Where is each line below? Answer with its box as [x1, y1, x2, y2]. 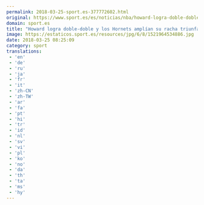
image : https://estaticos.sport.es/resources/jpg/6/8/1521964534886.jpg [6, 32, 194, 38]
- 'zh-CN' [8, 88, 34, 94]
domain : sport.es [6, 20, 50, 26]
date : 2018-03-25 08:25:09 [6, 37, 75, 43]
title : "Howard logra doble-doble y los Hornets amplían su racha [6, 25, 178, 32]
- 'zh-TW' [8, 93, 34, 99]
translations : [6, 49, 42, 55]
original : [6, 15, 32, 21]
